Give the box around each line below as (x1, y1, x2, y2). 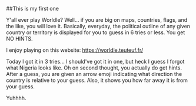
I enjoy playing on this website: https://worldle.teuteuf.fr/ (6, 47, 143, 54)
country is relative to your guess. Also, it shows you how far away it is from (6, 77, 188, 84)
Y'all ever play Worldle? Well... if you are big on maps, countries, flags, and (6, 16, 187, 23)
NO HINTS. (6, 35, 33, 42)
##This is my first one (6, 5, 59, 12)
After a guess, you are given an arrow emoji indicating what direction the (6, 71, 182, 77)
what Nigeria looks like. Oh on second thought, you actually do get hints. (6, 64, 182, 71)
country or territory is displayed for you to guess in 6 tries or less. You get (6, 29, 185, 36)
